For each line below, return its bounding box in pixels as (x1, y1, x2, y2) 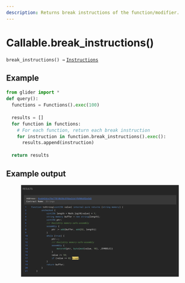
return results (11, 153, 49, 158)
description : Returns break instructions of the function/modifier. (6, 10, 180, 15)
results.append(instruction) (21, 140, 95, 146)
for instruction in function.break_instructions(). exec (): (17, 133, 167, 139)
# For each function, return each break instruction (17, 127, 150, 133)
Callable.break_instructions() (6, 36, 154, 49)
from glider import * (6, 89, 60, 95)
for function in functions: (11, 121, 81, 127)
